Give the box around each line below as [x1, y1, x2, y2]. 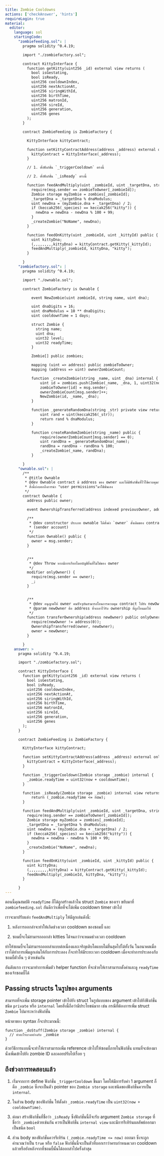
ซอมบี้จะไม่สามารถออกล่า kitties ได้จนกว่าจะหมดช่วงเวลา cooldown [12, 934, 126, 939]
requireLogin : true [5, 16, 45, 21]
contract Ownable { [22, 493, 62, 498]
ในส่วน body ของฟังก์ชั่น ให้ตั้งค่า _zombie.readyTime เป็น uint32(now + [12, 1099, 141, 1105]
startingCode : [14, 35, 42, 40]
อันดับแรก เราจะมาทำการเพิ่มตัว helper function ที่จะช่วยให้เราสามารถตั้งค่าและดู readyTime [5, 964, 159, 970]
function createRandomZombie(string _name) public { [31, 430, 141, 435]
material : [5, 21, 25, 26]
